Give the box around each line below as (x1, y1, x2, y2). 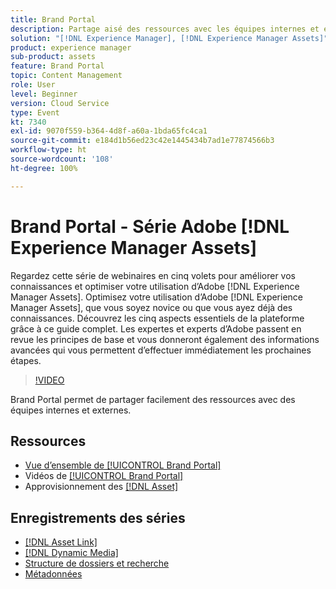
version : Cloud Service (10, 98, 110, 108)
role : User (10, 80, 56, 90)
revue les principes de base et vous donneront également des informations (10, 333, 320, 345)
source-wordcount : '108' (10, 154, 114, 164)
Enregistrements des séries (10, 509, 186, 526)
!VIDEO (34, 374, 65, 386)
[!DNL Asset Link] (24, 536, 98, 548)
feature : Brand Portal (10, 61, 105, 71)
